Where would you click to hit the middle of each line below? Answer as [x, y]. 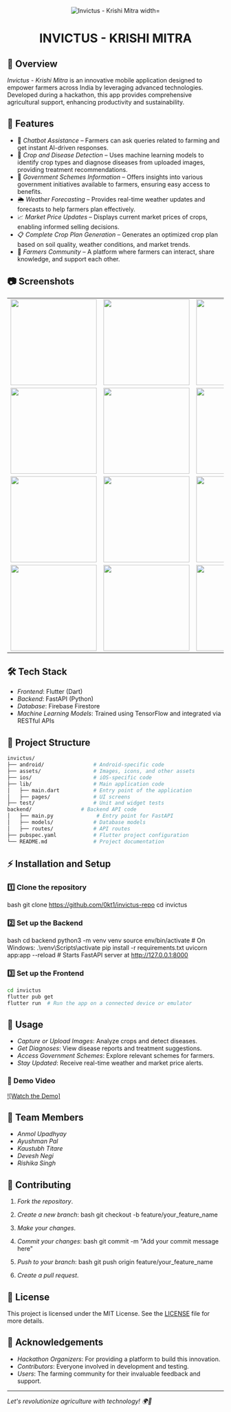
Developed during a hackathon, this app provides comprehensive [100, 95]
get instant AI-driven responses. [63, 147]
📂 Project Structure [49, 742]
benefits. [30, 191]
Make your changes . [46, 1228]
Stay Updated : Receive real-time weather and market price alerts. [110, 1063]
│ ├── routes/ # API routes [69, 829]
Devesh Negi [35, 1156]
